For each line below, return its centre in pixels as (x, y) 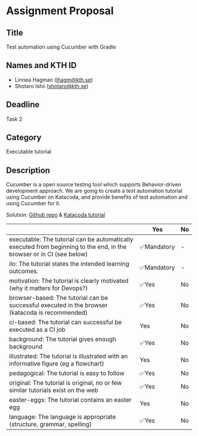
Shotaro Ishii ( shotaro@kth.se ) (52, 86)
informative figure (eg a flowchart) (57, 364)
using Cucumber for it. (33, 204)
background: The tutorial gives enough (63, 340)
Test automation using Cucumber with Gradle (61, 47)
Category (24, 138)
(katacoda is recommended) (48, 313)
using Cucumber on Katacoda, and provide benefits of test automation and (97, 197)
